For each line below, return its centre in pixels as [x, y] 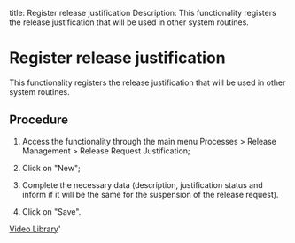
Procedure [39, 120]
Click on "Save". [51, 211]
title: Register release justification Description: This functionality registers [143, 13]
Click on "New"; [51, 168]
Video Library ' [35, 229]
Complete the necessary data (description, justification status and [142, 184]
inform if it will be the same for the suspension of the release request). [150, 194]
